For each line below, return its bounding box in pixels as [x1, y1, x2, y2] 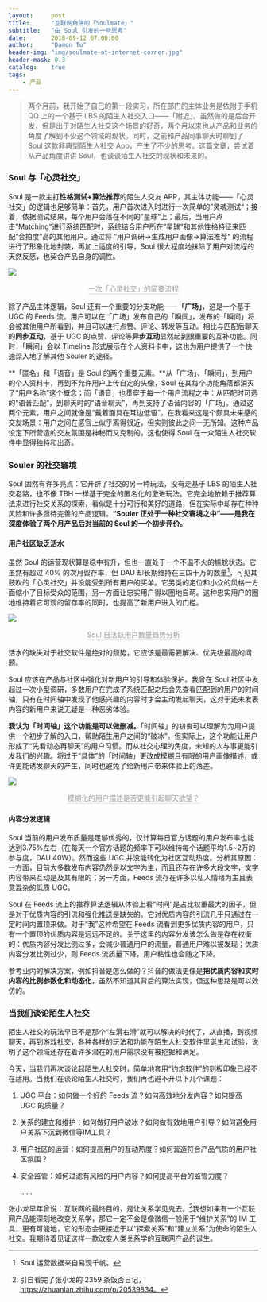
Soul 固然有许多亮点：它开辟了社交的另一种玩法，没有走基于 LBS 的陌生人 [8, 479, 250, 489]
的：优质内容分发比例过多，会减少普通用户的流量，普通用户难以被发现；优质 [8, 939, 259, 949]
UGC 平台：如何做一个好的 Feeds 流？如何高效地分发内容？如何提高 [19, 1091, 242, 1100]
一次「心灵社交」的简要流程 [88, 284, 179, 293]
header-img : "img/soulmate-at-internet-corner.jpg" [8, 48, 183, 56]
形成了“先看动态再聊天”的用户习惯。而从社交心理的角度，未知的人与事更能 [8, 740, 252, 751]
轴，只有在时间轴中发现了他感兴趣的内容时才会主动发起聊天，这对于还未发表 [8, 694, 259, 704]
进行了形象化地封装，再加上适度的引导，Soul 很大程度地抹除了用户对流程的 [8, 241, 254, 251]
